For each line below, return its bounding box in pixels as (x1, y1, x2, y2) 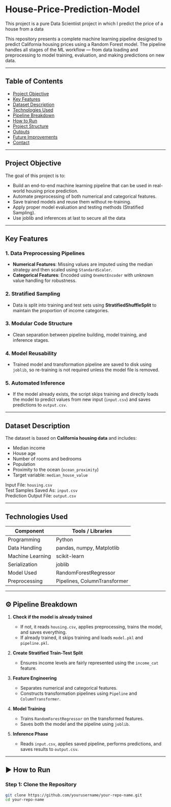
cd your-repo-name (5, 797, 44, 802)
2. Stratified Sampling (5, 290, 61, 297)
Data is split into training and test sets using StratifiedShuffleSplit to (12, 302, 157, 308)
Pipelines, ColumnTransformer (55, 577, 129, 585)
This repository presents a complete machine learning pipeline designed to (5, 36, 162, 42)
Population (12, 461, 36, 467)
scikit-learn (55, 552, 84, 560)
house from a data (5, 26, 44, 32)
